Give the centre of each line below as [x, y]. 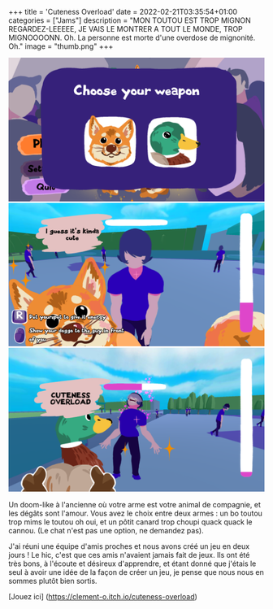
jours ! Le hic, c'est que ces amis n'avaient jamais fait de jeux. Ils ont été [129, 555]
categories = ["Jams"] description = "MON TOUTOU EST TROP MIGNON [130, 20]
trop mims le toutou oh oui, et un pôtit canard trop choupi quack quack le [130, 522]
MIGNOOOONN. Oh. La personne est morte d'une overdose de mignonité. [132, 37]
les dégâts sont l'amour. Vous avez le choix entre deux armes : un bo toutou [135, 513]
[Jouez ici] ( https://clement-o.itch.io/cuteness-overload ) [103, 596]
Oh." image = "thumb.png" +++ [61, 46]
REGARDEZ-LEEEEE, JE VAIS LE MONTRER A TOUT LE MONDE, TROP [126, 29]
